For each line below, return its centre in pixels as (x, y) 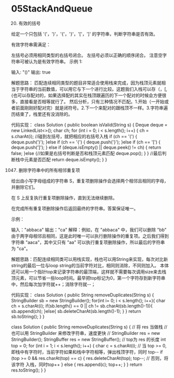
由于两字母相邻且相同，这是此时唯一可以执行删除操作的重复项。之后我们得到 (90, 236)
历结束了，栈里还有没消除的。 (42, 114)
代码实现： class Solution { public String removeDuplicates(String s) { (83, 295)
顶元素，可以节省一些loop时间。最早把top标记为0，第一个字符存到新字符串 (88, 278)
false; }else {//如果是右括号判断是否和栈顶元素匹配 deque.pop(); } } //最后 (87, 153)
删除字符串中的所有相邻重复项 (49, 170)
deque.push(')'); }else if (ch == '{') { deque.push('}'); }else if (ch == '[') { (86, 142)
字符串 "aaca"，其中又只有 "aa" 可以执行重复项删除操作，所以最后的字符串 (88, 242)
